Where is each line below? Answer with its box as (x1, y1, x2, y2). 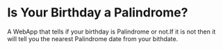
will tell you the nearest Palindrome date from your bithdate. (7, 34, 179, 42)
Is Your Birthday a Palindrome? (7, 5, 188, 21)
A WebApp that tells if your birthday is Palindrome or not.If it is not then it (7, 27, 216, 36)
